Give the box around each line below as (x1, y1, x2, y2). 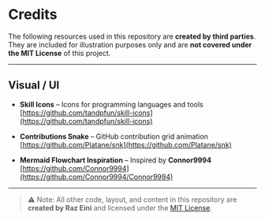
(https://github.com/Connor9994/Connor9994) (19, 172, 174, 181)
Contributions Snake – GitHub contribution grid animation (19, 132, 209, 141)
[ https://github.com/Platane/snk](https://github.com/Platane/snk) (19, 140, 233, 149)
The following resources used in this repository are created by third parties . (8, 32, 256, 41)
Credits (8, 6, 58, 24)
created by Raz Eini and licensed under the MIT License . (27, 203, 213, 212)
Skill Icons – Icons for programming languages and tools (19, 99, 203, 109)
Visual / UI (8, 79, 60, 92)
